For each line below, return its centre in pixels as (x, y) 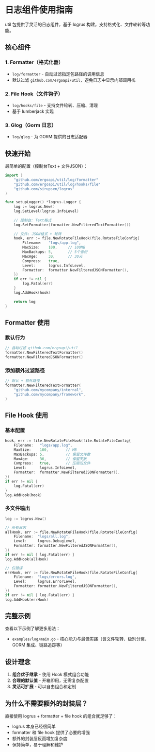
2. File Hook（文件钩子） (34, 94)
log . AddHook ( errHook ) (27, 600)
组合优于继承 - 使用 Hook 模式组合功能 (50, 675)
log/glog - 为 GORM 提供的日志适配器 (50, 137)
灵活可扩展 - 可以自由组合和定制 (44, 687)
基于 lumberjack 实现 (33, 111)
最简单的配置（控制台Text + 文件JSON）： (46, 166)
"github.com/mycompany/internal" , (48, 390)
